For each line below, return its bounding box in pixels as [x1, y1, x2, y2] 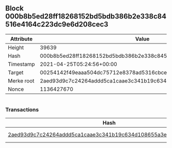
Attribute [10, 35, 33, 43]
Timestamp [8, 60, 35, 68]
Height [8, 44, 24, 51]
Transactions [5, 106, 39, 113]
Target [8, 69, 24, 76]
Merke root [8, 77, 35, 84]
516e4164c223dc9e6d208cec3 [5, 20, 109, 29]
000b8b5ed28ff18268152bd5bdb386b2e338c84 [5, 12, 166, 21]
